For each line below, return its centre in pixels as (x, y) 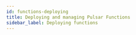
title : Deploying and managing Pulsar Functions (68, 17)
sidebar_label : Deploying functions (52, 23)
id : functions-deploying (37, 12)
